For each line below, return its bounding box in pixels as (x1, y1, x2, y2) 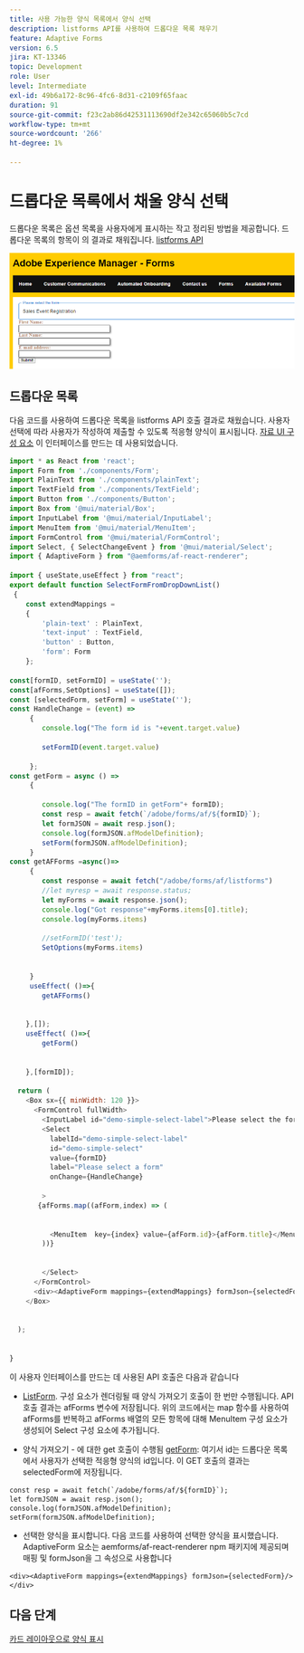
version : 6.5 (9, 43, 59, 53)
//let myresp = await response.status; (42, 886, 193, 895)
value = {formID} (49, 1153, 107, 1162)
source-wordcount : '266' (9, 129, 103, 139)
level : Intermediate (9, 81, 88, 91)
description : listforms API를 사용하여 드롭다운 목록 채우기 (9, 24, 218, 33)
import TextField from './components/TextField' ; (9, 485, 201, 494)
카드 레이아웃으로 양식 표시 (9, 1633, 104, 1644)
